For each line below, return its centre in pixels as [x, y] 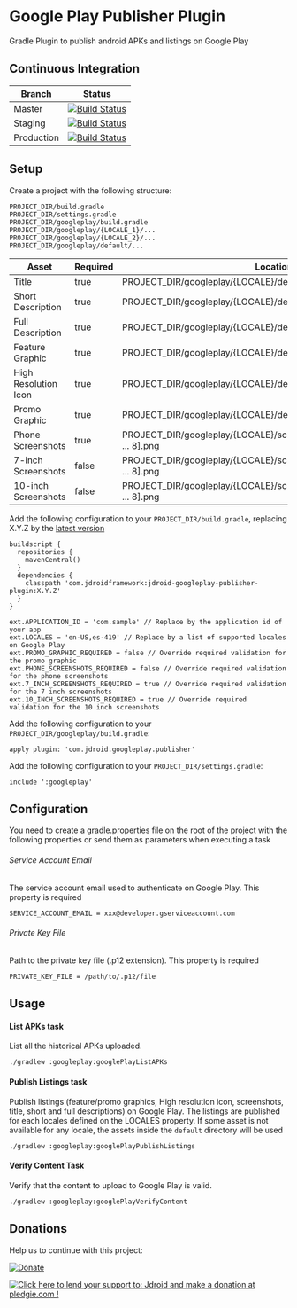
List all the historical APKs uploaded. [76, 1046]
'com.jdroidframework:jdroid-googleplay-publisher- [162, 583]
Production [37, 137]
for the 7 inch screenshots [61, 692]
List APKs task [37, 1026]
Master [28, 108]
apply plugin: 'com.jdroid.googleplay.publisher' [103, 749]
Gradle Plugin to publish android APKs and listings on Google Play [129, 41]
